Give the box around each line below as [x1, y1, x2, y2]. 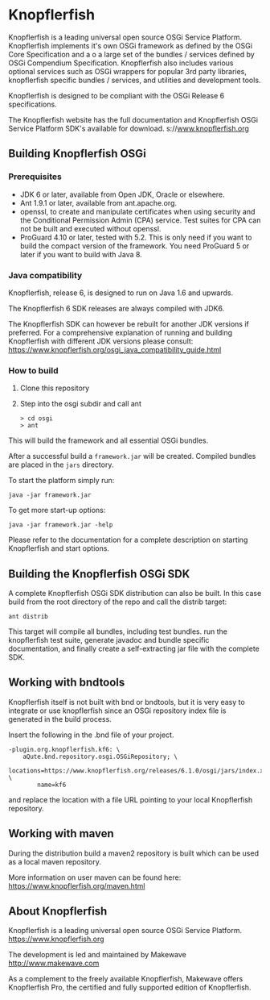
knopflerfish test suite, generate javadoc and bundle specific [8, 635, 210, 645]
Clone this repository [19, 383, 90, 393]
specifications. [8, 99, 58, 109]
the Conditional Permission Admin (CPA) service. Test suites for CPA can [19, 215, 261, 225]
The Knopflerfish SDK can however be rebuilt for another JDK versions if [8, 319, 249, 328]
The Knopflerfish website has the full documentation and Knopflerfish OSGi [8, 115, 259, 124]
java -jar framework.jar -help [8, 521, 113, 529]
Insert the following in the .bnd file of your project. [8, 730, 174, 740]
